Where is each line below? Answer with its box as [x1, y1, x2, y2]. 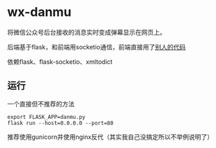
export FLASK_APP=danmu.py [7, 113, 86, 120]
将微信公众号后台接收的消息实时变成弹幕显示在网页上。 [7, 28, 166, 36]
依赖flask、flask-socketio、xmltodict [7, 57, 113, 66]
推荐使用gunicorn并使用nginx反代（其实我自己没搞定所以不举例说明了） [7, 133, 214, 141]
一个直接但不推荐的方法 [7, 99, 75, 108]
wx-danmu [7, 4, 72, 20]
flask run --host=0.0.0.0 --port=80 [7, 120, 114, 126]
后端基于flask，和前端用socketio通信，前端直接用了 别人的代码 [7, 42, 186, 51]
